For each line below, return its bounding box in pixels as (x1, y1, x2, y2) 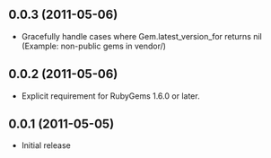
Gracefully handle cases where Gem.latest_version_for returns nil (21, 31, 262, 41)
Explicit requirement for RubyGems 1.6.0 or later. (21, 90, 200, 101)
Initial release (21, 140, 71, 151)
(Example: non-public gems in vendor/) (21, 40, 167, 51)
